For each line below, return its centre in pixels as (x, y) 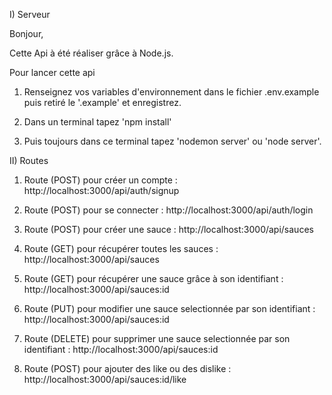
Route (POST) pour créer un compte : (100, 180)
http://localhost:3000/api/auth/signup (101, 190)
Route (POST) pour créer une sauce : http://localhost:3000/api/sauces (168, 229)
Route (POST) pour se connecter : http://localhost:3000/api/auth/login (168, 210)
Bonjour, (26, 33)
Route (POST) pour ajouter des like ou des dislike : (127, 368)
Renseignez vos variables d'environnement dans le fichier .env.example (171, 92)
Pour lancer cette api (52, 72)
